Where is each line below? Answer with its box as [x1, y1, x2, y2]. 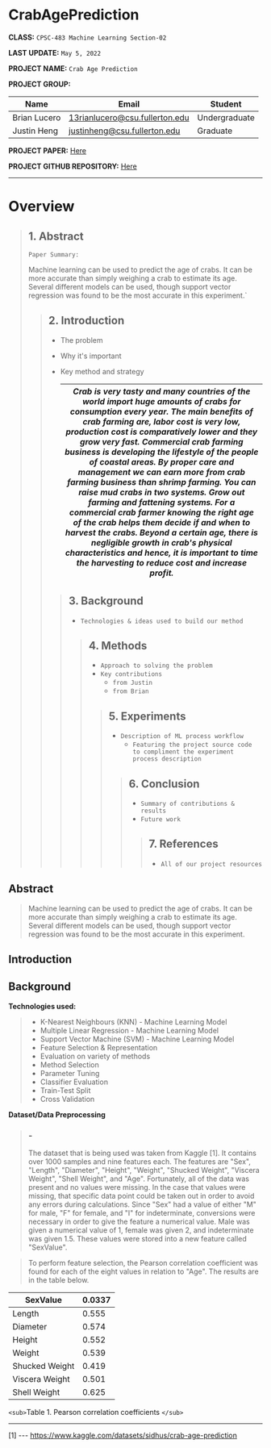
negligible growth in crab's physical [90, 536, 232, 548]
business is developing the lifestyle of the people [64, 446, 259, 457]
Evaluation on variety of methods [40, 1051, 151, 1061]
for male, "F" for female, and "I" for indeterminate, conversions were [27, 1208, 256, 1218]
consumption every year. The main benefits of [69, 406, 254, 417]
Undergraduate [197, 111, 256, 123]
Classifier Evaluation [40, 1077, 109, 1087]
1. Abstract [27, 229, 85, 243]
